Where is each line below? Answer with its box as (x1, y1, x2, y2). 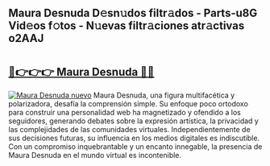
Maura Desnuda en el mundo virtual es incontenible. (8, 151, 182, 160)
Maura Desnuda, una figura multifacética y (93, 90, 235, 100)
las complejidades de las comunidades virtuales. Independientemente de (8, 125, 251, 134)
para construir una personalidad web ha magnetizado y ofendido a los (8, 108, 242, 117)
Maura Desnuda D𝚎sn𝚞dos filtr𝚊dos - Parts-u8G (8, 6, 258, 20)
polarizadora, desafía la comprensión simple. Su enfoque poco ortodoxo (8, 99, 248, 108)
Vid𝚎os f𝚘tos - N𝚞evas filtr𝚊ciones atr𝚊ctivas (8, 19, 245, 33)
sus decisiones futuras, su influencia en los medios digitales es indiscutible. (8, 133, 260, 143)
